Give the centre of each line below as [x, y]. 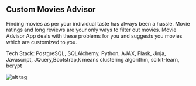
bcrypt [14, 66]
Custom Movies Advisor [51, 10]
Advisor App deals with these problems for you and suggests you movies [94, 36]
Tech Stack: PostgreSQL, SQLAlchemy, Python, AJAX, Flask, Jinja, [86, 53]
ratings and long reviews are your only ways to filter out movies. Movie [91, 30]
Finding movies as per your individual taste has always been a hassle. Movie [98, 23]
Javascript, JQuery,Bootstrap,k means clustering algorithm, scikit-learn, [93, 59]
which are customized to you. [42, 42]
